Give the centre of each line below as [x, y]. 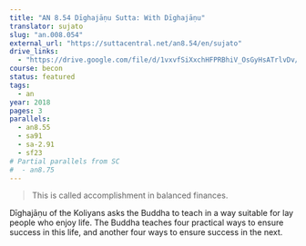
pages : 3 [26, 111]
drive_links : [34, 52]
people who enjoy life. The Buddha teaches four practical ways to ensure [147, 222]
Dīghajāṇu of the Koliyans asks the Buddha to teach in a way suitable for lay [152, 213]
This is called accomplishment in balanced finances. [130, 195]
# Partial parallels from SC [65, 161]
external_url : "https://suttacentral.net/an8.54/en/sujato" [126, 43]
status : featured [42, 77]
